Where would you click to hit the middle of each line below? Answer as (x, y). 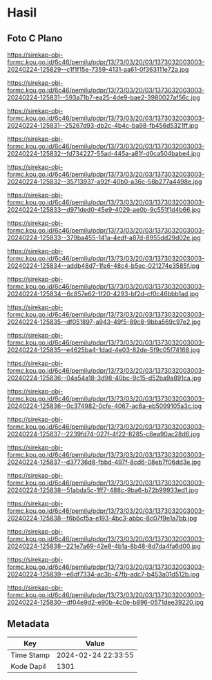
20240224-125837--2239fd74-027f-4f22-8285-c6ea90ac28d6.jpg (104, 434)
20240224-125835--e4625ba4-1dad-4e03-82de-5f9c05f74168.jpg (104, 350)
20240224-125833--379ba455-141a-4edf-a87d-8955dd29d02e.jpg (104, 237)
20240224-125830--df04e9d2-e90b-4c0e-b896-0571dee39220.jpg (105, 602)
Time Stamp (30, 655)
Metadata (28, 624)
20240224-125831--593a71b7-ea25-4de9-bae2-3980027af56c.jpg (104, 97)
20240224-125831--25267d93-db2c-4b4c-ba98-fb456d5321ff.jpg (103, 125)
